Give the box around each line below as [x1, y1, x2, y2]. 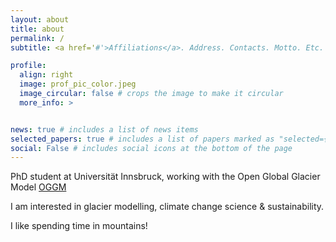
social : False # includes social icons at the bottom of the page [10, 143, 293, 153]
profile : [10, 61, 47, 71]
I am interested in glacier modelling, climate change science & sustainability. [10, 201, 325, 213]
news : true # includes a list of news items [10, 124, 199, 135]
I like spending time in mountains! [10, 220, 148, 232]
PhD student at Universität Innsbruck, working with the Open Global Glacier [10, 171, 321, 183]
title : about [10, 24, 65, 34]
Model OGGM [10, 181, 67, 193]
